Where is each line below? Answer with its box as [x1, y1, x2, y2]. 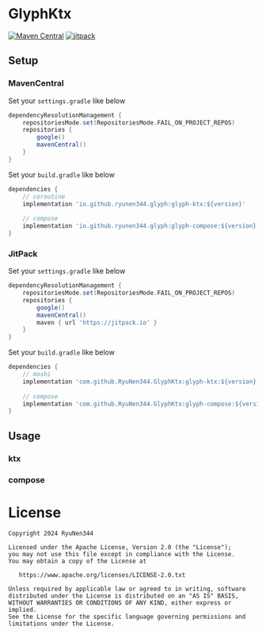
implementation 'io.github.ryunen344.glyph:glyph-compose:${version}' [22, 222, 260, 230]
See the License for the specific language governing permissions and [8, 613, 246, 621]
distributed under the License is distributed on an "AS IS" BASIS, [8, 592, 239, 600]
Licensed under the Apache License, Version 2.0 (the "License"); [8, 544, 232, 551]
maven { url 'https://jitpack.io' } [36, 318, 158, 326]
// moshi [22, 371, 51, 378]
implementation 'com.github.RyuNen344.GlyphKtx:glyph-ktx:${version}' [22, 378, 260, 386]
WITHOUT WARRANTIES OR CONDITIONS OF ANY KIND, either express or [8, 599, 232, 607]
